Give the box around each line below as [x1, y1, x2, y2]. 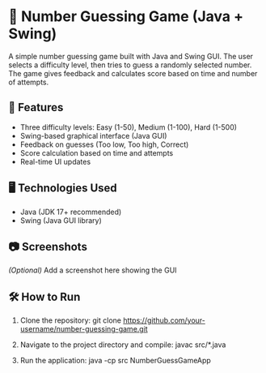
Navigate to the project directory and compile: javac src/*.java [19, 340, 226, 349]
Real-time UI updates [19, 156, 91, 166]
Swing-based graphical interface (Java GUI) [19, 131, 167, 140]
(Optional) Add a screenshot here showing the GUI [8, 265, 177, 275]
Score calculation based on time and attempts [19, 148, 174, 157]
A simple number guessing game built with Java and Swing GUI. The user [8, 51, 253, 61]
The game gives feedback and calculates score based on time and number [8, 68, 258, 78]
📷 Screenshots [8, 239, 87, 254]
